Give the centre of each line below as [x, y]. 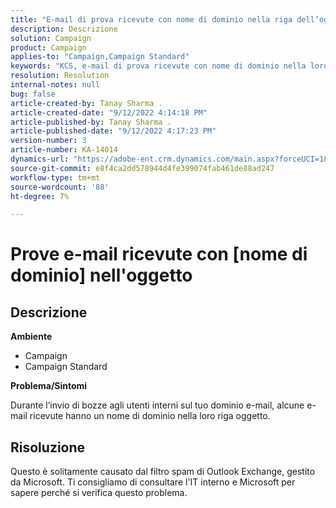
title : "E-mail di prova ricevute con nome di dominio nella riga [151, 19]
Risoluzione [48, 447]
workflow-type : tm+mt [55, 177]
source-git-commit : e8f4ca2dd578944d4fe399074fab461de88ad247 [142, 168]
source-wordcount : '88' [60, 187]
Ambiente [31, 337]
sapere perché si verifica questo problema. [99, 493]
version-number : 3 [48, 141]
